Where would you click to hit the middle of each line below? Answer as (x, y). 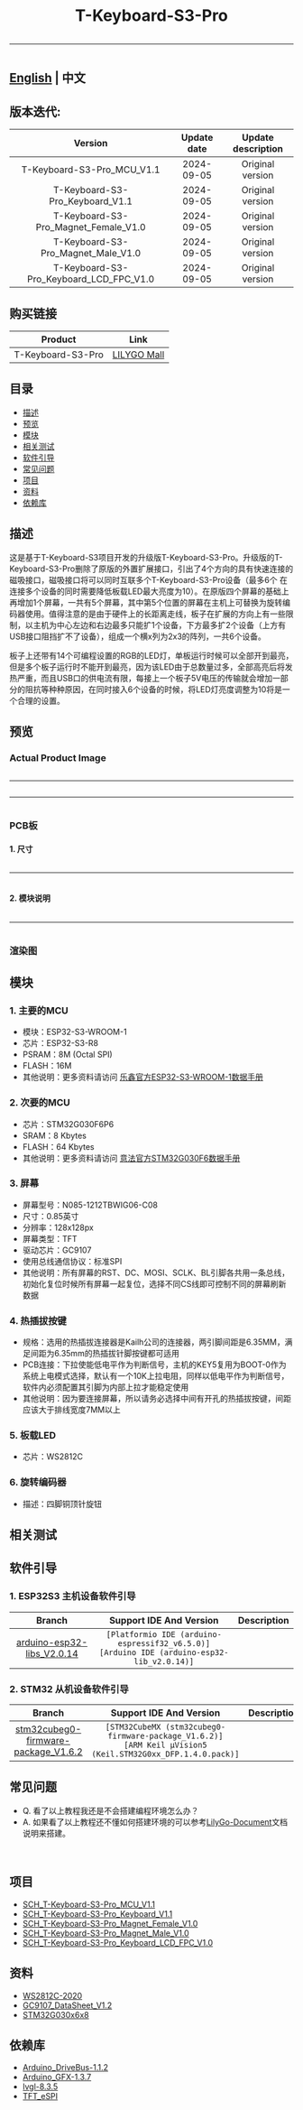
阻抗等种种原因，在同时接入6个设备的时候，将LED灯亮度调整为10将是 (153, 689)
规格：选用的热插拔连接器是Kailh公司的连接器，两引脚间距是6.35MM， (154, 1342)
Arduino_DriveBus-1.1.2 (65, 2068)
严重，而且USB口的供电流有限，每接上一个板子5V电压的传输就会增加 (145, 678)
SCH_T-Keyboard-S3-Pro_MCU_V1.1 (89, 1904)
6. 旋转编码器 (38, 1483)
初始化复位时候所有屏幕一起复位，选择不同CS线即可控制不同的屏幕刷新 (154, 1283)
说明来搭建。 (46, 1833)
